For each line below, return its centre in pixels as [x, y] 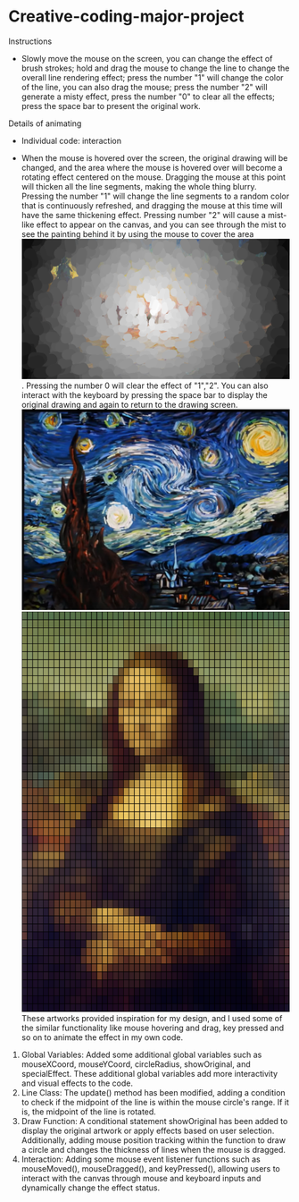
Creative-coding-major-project [126, 17]
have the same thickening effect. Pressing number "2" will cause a [144, 215]
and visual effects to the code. [77, 1083]
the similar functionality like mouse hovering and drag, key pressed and [153, 1028]
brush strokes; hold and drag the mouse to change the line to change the [155, 68]
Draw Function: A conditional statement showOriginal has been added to [154, 1122]
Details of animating [45, 123]
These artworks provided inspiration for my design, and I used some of [152, 1019]
